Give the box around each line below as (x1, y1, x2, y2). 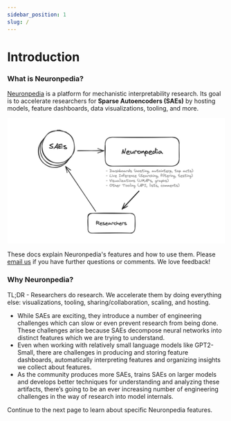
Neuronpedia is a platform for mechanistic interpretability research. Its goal (7, 89, 221, 97)
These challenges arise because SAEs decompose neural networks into (17, 326, 223, 335)
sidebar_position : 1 (7, 11, 67, 18)
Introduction (7, 49, 80, 65)
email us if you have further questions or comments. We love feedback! (7, 258, 211, 266)
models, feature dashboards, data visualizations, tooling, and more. (7, 104, 199, 112)
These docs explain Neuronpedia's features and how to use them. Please (7, 250, 216, 259)
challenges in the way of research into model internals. (17, 392, 174, 400)
